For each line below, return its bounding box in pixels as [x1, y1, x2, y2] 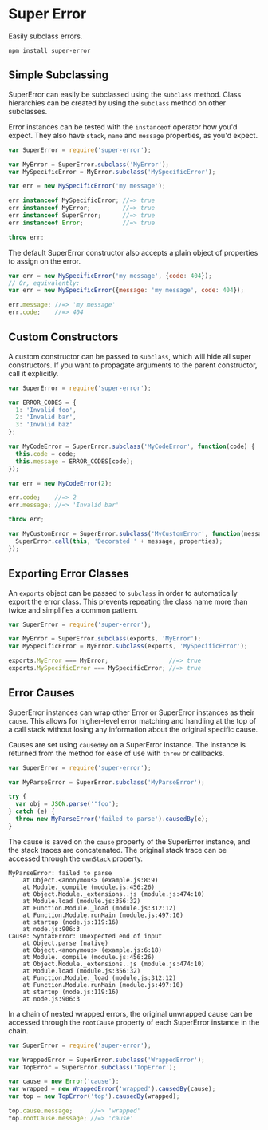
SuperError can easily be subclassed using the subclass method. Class [8, 89, 242, 99]
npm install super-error [8, 46, 91, 54]
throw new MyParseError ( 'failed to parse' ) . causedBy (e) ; [15, 815, 209, 823]
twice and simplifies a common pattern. [8, 605, 138, 615]
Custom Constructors [8, 331, 119, 344]
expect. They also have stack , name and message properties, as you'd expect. [8, 130, 258, 140]
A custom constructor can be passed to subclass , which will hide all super [8, 351, 251, 361]
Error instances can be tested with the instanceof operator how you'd [8, 121, 238, 132]
